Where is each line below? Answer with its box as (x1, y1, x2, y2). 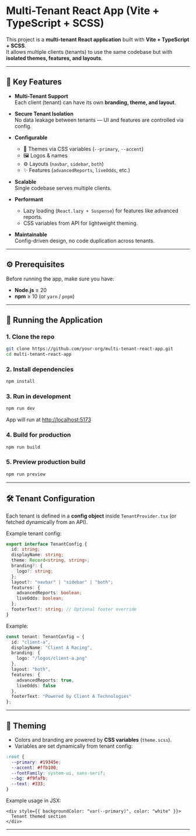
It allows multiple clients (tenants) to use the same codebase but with (6, 48, 173, 55)
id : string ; (11, 546, 41, 553)
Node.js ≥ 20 (14, 286, 47, 293)
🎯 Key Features (6, 77, 62, 87)
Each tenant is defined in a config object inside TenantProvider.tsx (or (6, 512, 177, 519)
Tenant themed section (11, 814, 66, 820)
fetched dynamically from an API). (6, 518, 88, 525)
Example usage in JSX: (6, 797, 61, 804)
